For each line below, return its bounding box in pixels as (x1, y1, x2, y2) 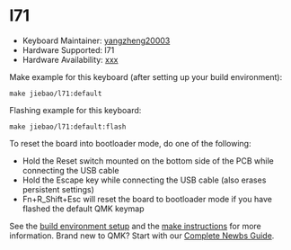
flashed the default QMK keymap (22, 203, 145, 214)
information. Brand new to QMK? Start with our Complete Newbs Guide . (9, 230, 275, 241)
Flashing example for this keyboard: (9, 104, 142, 115)
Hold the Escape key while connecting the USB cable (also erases (22, 174, 267, 185)
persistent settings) (22, 183, 94, 194)
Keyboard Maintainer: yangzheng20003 (22, 35, 171, 46)
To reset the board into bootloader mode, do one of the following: (9, 138, 251, 148)
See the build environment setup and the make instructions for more (9, 220, 262, 231)
